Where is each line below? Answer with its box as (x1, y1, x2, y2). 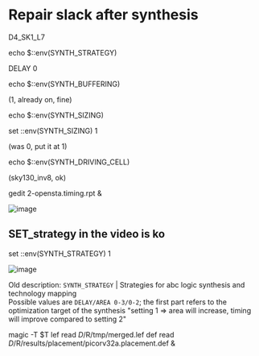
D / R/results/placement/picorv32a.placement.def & (8, 338, 175, 348)
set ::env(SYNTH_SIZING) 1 (8, 126, 98, 135)
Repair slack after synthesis (8, 6, 199, 24)
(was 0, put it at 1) (8, 141, 68, 151)
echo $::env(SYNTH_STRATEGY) (8, 48, 117, 57)
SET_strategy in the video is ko (8, 227, 166, 241)
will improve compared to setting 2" (8, 314, 127, 324)
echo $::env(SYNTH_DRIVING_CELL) (8, 157, 130, 167)
